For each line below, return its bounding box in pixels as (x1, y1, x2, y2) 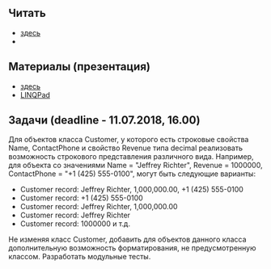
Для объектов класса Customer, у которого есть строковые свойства (8, 135, 249, 145)
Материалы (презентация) (8, 60, 151, 74)
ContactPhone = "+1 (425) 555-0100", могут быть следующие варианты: (8, 169, 256, 179)
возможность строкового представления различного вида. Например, (8, 152, 254, 162)
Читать (8, 6, 46, 20)
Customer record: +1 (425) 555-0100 (19, 193, 143, 203)
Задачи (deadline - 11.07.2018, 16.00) (8, 113, 201, 128)
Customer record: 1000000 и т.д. (19, 219, 131, 229)
